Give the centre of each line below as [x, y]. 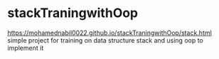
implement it [26, 48]
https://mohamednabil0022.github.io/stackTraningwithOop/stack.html [109, 33]
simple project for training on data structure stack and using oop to [106, 40]
